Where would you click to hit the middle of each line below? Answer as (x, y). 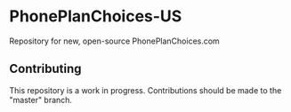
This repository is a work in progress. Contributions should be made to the (145, 90)
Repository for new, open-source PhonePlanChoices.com (114, 41)
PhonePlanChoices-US (96, 16)
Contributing (45, 69)
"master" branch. (41, 100)
